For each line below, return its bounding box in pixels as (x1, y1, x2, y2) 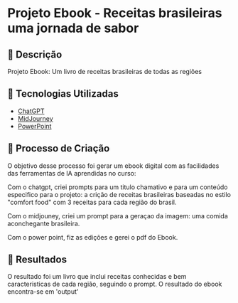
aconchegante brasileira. (7, 219, 80, 228)
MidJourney (17, 114, 53, 122)
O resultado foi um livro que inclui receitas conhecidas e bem (7, 272, 187, 281)
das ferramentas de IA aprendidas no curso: (7, 169, 136, 177)
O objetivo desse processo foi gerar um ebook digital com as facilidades (7, 161, 220, 170)
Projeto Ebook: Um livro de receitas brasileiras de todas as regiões (7, 68, 202, 75)
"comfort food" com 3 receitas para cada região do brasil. (7, 198, 177, 206)
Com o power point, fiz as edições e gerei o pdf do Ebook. (7, 233, 178, 241)
